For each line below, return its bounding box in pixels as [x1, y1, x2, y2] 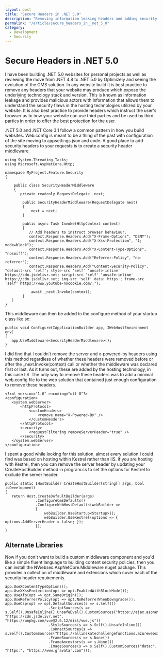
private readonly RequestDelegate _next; [20, 191, 105, 196]
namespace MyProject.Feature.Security [5, 170, 83, 175]
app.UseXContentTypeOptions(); [5, 584, 68, 589]
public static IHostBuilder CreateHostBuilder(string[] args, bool [5, 481, 145, 486]
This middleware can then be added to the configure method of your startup [5, 311, 158, 316]
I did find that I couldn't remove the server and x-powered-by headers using [5, 351, 157, 357]
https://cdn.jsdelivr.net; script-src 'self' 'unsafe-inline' [5, 272, 133, 277]
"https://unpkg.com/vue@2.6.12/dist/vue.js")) [5, 618, 101, 623]
